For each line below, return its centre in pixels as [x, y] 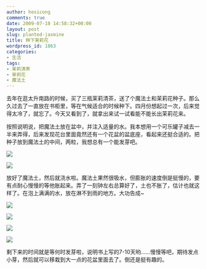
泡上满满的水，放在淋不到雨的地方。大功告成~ [86, 193]
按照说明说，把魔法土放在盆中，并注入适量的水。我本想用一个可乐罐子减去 [100, 127]
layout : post [23, 29]
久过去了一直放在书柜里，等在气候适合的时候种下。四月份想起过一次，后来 [100, 106]
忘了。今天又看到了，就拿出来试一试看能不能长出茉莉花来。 [113, 114]
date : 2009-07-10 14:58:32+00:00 [49, 23]
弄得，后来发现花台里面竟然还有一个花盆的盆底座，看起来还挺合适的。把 [108, 134]
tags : [13, 63]
